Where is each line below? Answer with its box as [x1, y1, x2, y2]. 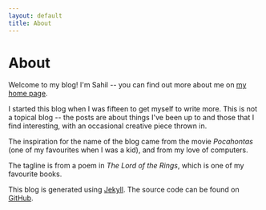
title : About [8, 19, 52, 27]
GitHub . [8, 193, 34, 203]
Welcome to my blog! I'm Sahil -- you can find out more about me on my [8, 80, 247, 90]
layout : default [8, 11, 62, 20]
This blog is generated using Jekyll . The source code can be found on [8, 185, 240, 195]
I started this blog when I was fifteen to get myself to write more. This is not [8, 104, 258, 114]
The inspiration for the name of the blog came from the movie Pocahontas [8, 137, 254, 147]
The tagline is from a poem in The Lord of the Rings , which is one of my [8, 161, 244, 171]
